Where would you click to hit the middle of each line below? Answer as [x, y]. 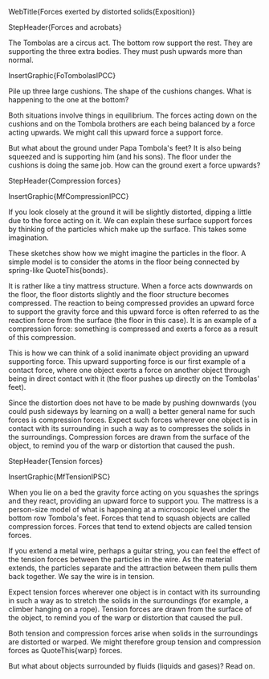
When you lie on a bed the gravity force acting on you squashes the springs [134, 492]
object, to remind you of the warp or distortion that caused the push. [122, 445]
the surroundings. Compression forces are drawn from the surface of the [129, 437]
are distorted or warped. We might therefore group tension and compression [135, 642]
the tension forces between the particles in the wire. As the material [120, 559]
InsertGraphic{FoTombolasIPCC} [62, 75]
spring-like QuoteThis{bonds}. [58, 270]
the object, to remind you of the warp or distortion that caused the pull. [126, 618]
